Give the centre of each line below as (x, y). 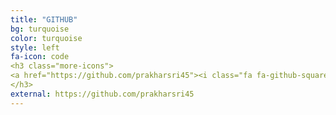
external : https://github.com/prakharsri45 (102, 94)
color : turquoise (46, 38)
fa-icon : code (40, 57)
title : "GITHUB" (44, 19)
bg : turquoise (40, 29)
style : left (35, 47)
